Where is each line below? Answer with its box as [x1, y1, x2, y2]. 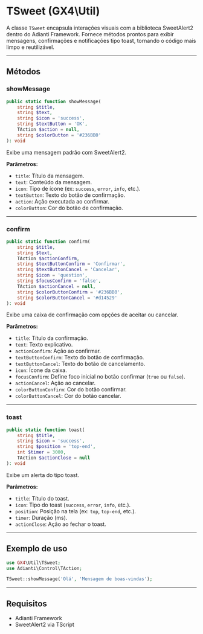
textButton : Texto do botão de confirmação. [14, 191, 126, 199]
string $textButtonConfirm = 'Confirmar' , [17, 261, 126, 267]
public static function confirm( [6, 239, 91, 245]
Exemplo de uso [6, 543, 68, 554]
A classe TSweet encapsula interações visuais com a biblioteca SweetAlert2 [6, 24, 193, 31]
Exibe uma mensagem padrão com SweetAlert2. [6, 149, 127, 156]
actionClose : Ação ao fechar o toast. [14, 520, 107, 528]
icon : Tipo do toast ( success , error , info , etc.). [14, 501, 131, 508]
